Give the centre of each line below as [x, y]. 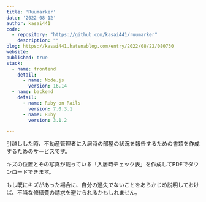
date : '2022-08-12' [31, 18]
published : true [27, 58]
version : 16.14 [48, 86]
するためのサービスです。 [38, 151]
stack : [15, 63]
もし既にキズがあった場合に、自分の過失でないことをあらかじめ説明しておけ [103, 185]
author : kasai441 [29, 23]
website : [17, 52]
